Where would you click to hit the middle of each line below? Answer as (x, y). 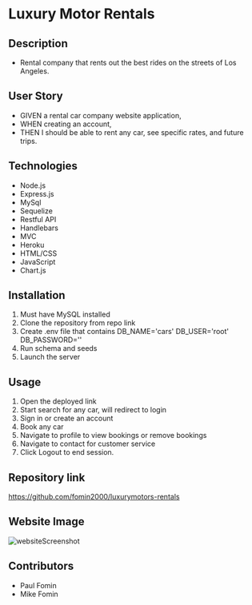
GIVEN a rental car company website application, (100, 115)
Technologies (43, 166)
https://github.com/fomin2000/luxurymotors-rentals (94, 497)
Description (38, 44)
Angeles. (34, 71)
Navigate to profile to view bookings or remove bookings (113, 436)
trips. (28, 141)
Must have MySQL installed (65, 314)
